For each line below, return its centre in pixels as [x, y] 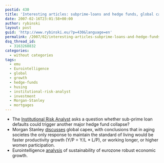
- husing [18, 87]
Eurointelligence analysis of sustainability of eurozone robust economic [84, 150]
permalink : [16, 37]
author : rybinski [23, 23]
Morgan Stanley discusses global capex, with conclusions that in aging [83, 129]
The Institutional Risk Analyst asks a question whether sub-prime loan [82, 119]
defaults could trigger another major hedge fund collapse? [71, 124]
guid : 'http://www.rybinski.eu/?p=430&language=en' [59, 32]
